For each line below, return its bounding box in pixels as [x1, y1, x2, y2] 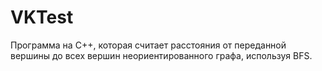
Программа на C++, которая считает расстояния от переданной [10, 39, 287, 51]
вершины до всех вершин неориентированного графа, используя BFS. [10, 49, 313, 61]
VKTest [10, 6, 74, 29]
